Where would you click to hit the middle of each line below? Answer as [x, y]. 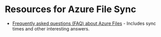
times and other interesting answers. [51, 28]
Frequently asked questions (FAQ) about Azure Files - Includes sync [84, 23]
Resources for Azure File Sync [71, 9]
